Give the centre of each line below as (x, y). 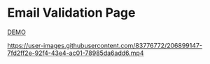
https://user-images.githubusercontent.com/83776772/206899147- (105, 45)
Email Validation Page (71, 13)
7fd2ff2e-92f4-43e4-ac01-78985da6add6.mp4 (76, 53)
